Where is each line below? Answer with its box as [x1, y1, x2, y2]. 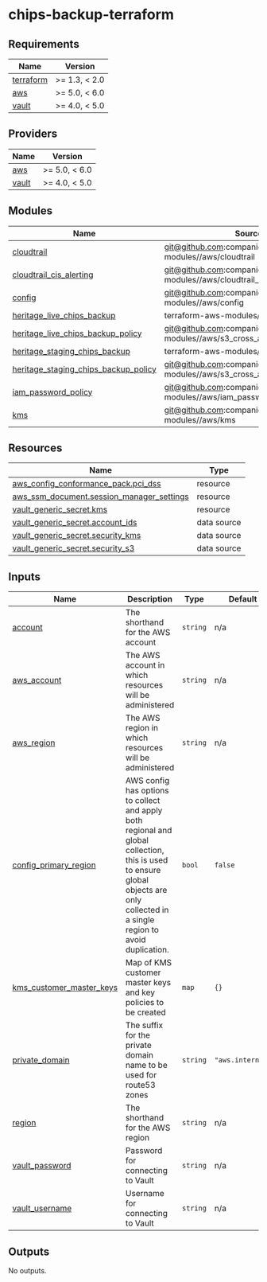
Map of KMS [126, 957, 172, 968]
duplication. [126, 945, 169, 956]
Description [126, 594, 173, 605]
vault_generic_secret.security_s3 [12, 543, 135, 554]
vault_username [12, 1203, 72, 1214]
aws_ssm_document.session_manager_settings [12, 491, 189, 502]
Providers [8, 127, 58, 141]
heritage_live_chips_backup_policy [12, 328, 142, 339]
